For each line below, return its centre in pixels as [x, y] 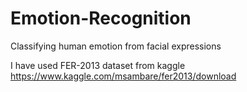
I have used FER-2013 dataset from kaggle [98, 65]
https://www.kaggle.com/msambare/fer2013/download [123, 76]
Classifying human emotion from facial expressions [116, 46]
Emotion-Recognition [101, 18]
